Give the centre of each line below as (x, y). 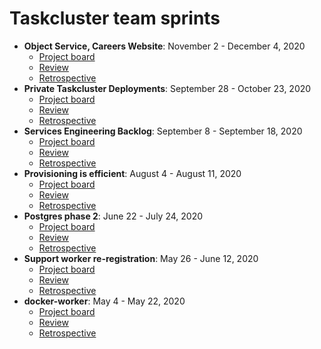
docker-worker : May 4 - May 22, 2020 (104, 301)
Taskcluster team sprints (115, 18)
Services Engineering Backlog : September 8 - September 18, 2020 (163, 131)
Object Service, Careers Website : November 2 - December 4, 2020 (164, 46)
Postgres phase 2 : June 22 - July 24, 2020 (113, 216)
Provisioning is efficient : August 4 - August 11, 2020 (132, 173)
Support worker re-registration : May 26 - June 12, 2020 (141, 258)
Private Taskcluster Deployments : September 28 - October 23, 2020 (167, 88)
